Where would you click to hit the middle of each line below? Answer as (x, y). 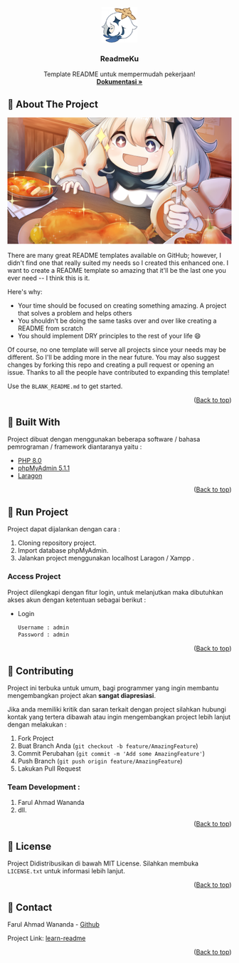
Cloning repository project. (57, 543)
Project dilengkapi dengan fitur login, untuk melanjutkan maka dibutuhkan (115, 592)
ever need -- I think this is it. (49, 278)
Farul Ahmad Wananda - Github (53, 925)
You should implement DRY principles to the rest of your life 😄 (109, 335)
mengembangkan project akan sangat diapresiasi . (82, 696)
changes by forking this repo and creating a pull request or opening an (111, 365)
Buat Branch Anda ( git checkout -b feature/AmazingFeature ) (108, 746)
